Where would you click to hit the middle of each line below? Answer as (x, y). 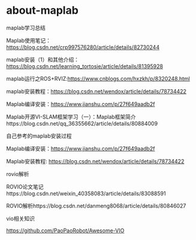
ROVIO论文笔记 (25, 187)
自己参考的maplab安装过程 (39, 136)
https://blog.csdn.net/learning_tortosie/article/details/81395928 (85, 66)
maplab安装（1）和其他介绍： (43, 59)
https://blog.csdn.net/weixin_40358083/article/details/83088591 (86, 193)
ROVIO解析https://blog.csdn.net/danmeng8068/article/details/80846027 (96, 206)
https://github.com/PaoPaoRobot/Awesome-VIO (65, 230)
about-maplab (43, 10)
